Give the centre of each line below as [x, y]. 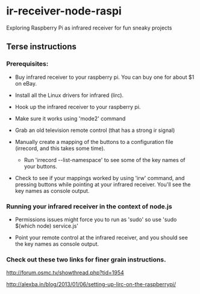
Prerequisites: [27, 64]
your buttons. [41, 166]
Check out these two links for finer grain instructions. [86, 259]
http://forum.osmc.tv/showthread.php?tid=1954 [65, 273]
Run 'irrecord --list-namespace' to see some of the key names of [105, 160]
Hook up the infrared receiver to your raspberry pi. [78, 107]
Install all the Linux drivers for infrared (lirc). [69, 95]
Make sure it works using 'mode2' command [70, 118]
